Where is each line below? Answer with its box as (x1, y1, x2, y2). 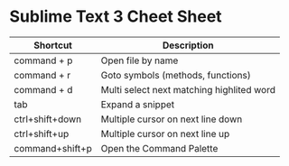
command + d (14, 83, 73, 96)
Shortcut (33, 39, 72, 51)
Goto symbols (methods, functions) (100, 69, 251, 81)
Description (162, 39, 214, 51)
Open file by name (100, 54, 179, 67)
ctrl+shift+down (14, 113, 82, 125)
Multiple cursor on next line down (100, 113, 243, 125)
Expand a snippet (100, 97, 174, 110)
